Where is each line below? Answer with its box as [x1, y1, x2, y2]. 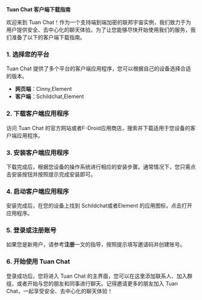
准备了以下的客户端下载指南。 [11, 34, 85, 41]
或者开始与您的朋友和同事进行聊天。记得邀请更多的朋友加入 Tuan [16, 280, 179, 287]
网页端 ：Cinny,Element [14, 86, 72, 93]
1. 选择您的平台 [6, 50, 50, 58]
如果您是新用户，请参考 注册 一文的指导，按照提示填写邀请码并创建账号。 [6, 241, 185, 248]
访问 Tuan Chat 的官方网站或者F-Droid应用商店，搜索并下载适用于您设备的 [6, 124, 191, 131]
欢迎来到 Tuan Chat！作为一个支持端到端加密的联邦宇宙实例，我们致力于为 [6, 19, 191, 26]
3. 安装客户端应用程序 [6, 148, 69, 157]
